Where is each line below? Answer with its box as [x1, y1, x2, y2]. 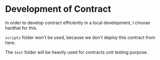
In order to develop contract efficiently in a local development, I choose [5, 20, 151, 26]
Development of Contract [5, 3, 111, 15]
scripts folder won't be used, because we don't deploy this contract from [5, 34, 156, 40]
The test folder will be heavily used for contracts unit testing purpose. [5, 49, 148, 55]
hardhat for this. [5, 25, 38, 30]
